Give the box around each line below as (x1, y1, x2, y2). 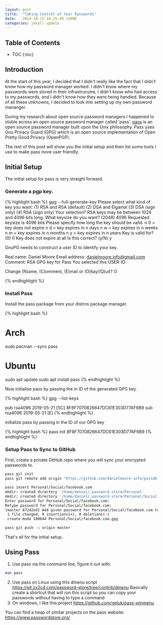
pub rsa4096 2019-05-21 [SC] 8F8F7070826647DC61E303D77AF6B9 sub (5, 405, 153, 411)
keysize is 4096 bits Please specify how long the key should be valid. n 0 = (5, 220, 155, 225)
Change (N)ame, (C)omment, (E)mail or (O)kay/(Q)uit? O (5, 268, 117, 274)
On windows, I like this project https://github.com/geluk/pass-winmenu (12, 600, 154, 606)
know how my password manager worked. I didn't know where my (5, 84, 138, 89)
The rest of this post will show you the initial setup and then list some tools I (5, 144, 156, 150)
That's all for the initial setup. (5, 534, 63, 540)
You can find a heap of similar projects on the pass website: (5, 609, 125, 615)
